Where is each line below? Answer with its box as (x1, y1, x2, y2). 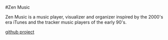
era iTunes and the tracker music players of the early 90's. (5, 19, 127, 25)
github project (5, 29, 34, 34)
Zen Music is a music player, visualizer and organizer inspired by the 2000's (5, 14, 163, 19)
